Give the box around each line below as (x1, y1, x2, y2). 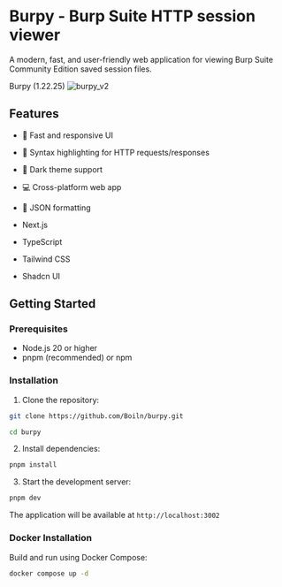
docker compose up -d (9, 568, 89, 578)
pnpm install (9, 461, 57, 469)
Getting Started (9, 296, 96, 311)
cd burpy (9, 427, 42, 437)
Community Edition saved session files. (9, 64, 152, 74)
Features (9, 106, 59, 121)
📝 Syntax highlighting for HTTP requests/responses (21, 147, 210, 157)
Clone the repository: (21, 394, 100, 405)
